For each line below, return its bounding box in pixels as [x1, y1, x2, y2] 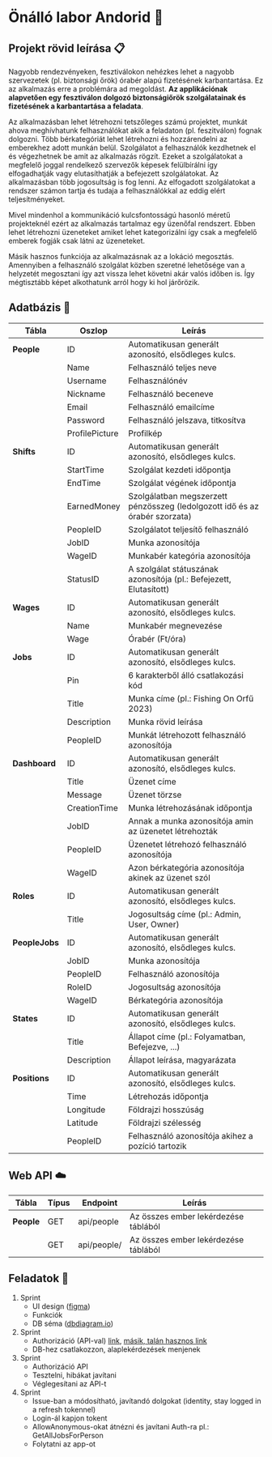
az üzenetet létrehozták [128, 825, 219, 837]
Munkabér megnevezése [128, 620, 223, 631]
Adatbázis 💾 [8, 300, 71, 315]
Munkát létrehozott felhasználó [128, 729, 246, 740]
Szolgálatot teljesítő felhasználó [128, 523, 249, 535]
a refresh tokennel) [32, 1405, 96, 1415]
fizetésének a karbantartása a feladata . [8, 101, 144, 111]
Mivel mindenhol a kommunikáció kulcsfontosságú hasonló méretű [8, 211, 231, 219]
